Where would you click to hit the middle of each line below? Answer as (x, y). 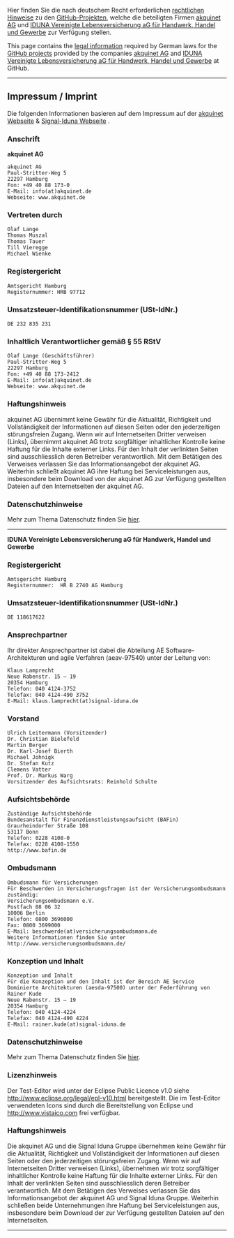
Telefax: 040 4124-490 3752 (48, 695)
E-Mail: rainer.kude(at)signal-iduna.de (67, 1024)
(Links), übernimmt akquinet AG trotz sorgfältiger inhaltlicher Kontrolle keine (116, 441)
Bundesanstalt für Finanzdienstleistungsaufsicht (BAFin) (93, 820)
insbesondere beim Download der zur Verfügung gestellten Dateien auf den (116, 1213)
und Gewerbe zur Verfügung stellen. (60, 32)
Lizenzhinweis (32, 1075)
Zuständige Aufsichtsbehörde (49, 814)
